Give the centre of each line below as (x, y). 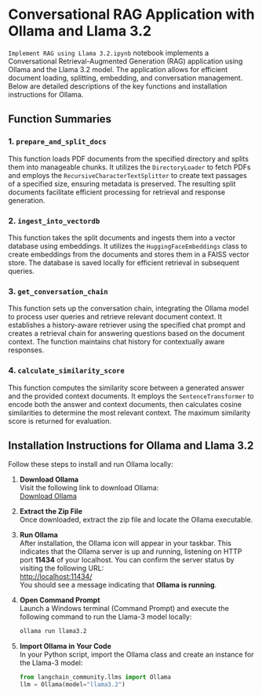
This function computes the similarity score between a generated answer (126, 388)
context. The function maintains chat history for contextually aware (116, 342)
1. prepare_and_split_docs (58, 141)
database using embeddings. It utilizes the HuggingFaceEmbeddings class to (128, 246)
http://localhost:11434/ (56, 577)
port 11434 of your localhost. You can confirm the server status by (127, 560)
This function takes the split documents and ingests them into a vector (122, 238)
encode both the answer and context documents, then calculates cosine (125, 404)
